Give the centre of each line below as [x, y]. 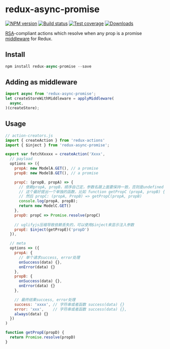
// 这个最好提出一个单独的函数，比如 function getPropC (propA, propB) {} [93, 192]
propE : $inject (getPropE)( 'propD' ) [52, 230]
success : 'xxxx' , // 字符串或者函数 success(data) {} [70, 304]
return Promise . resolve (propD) [43, 337]
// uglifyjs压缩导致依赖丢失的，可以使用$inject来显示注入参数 [74, 225]
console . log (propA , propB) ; [48, 201]
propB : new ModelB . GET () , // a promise [56, 173]
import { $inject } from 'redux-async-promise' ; [57, 145]
